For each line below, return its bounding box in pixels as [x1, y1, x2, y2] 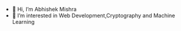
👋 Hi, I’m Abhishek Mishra [12, 6, 77, 13]
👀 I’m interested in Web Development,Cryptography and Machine [12, 12, 176, 19]
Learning [12, 18, 35, 25]
